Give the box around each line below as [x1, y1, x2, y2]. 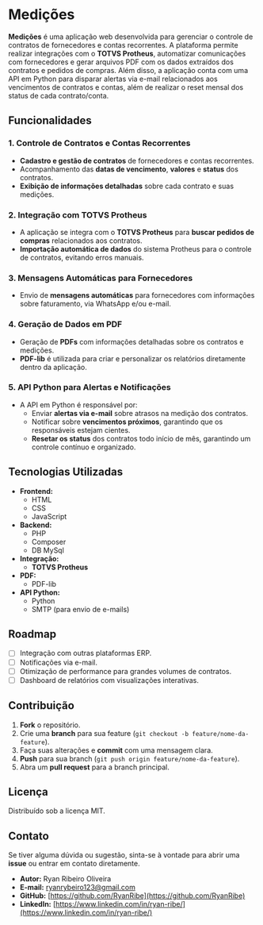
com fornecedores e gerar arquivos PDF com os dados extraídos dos [8, 57, 234, 67]
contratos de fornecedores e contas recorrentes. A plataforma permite [8, 40, 239, 49]
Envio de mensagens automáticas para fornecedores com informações [19, 291, 255, 300]
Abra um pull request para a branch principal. [19, 762, 170, 772]
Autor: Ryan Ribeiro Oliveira [19, 874, 112, 884]
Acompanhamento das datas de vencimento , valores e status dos [19, 164, 239, 174]
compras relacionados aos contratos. [19, 236, 143, 245]
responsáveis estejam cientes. [31, 425, 131, 434]
